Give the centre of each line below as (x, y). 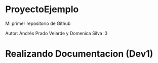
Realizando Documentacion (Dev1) (79, 54)
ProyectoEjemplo (42, 9)
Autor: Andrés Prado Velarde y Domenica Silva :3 (56, 33)
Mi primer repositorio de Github (38, 23)
